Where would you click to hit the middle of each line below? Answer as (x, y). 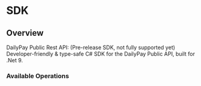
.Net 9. (15, 60)
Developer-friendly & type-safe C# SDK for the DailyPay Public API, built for (101, 54)
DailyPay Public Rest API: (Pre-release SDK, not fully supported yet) (91, 47)
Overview (25, 33)
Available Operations (38, 76)
